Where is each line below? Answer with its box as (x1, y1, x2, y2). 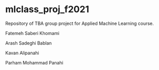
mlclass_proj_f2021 (5, 4, 89, 15)
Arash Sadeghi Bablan (5, 40, 52, 46)
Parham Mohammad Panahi (5, 59, 64, 65)
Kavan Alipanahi (5, 50, 39, 56)
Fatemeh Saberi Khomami (5, 30, 60, 36)
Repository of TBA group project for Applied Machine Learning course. (5, 20, 154, 26)
